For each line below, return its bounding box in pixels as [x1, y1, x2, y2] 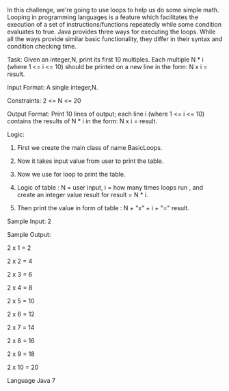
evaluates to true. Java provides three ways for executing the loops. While [7, 27, 216, 36]
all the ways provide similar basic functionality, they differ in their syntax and [7, 35, 223, 43]
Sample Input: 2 [7, 217, 52, 225]
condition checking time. [7, 42, 77, 50]
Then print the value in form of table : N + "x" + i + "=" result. [16, 204, 189, 212]
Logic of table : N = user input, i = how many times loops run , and [16, 184, 204, 191]
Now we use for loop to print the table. [16, 171, 126, 178]
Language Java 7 [7, 377, 56, 384]
